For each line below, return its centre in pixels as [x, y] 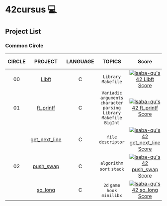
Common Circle [24, 45]
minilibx [112, 195]
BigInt [112, 123]
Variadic [112, 93]
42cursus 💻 [31, 10]
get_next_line [46, 139]
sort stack [112, 169]
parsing [112, 108]
